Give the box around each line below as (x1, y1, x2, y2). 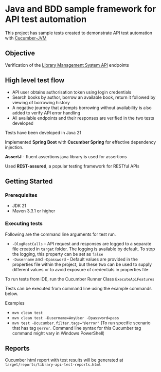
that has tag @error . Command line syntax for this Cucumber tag (12, 325, 142, 331)
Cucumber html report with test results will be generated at (5, 357, 124, 363)
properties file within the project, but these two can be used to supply (12, 261, 152, 267)
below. (5, 291, 18, 297)
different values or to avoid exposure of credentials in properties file (12, 266, 149, 272)
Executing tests (5, 220, 43, 227)
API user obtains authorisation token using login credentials (12, 89, 131, 95)
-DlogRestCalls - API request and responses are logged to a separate (12, 241, 152, 246)
